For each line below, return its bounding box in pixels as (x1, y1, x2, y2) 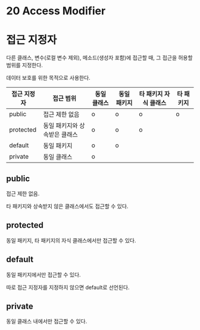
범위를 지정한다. (6, 61, 43, 69)
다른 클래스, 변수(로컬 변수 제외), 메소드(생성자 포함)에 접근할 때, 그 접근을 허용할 (6, 54, 193, 61)
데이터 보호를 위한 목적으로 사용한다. (6, 74, 90, 82)
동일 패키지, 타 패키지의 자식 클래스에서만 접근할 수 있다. (6, 236, 136, 244)
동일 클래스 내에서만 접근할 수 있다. (6, 317, 87, 325)
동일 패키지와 (43, 122, 79, 130)
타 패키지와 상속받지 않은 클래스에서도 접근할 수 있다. (6, 203, 129, 210)
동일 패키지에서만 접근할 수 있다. (6, 271, 82, 278)
